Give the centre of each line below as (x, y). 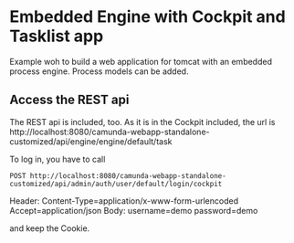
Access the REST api (69, 100)
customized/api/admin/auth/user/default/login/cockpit (116, 184)
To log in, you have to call (58, 159)
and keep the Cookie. (50, 228)
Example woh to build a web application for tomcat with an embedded (141, 61)
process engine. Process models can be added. (99, 71)
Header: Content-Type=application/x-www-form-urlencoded (124, 201)
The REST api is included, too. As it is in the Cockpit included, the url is (142, 121)
